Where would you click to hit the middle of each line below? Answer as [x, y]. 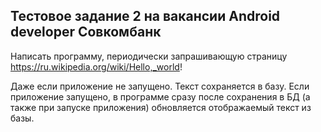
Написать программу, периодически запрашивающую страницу [149, 56]
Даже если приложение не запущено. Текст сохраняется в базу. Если [160, 86]
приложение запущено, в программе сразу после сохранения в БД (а [160, 96]
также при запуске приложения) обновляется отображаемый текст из [161, 107]
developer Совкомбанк [86, 32]
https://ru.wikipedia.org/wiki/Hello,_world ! [96, 66]
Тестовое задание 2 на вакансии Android [145, 16]
